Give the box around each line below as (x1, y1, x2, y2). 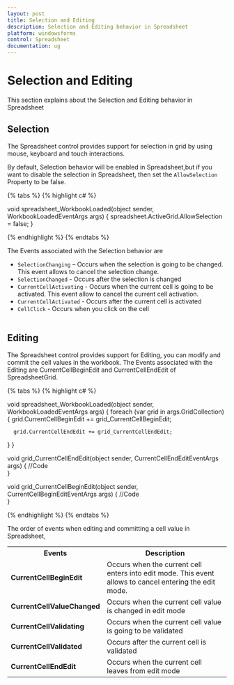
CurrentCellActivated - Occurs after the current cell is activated (17, 297, 202, 306)
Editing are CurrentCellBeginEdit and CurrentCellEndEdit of (7, 366, 176, 374)
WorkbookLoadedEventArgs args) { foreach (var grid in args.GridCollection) (7, 407, 225, 416)
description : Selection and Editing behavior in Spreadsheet (7, 23, 189, 30)
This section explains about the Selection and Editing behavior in (7, 96, 193, 104)
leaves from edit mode (107, 665, 180, 675)
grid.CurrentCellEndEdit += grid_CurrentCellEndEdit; (13, 428, 173, 435)
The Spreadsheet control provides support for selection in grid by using (7, 142, 213, 150)
